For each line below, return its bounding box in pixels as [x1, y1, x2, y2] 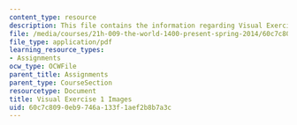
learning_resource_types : [9, 46, 104, 55]
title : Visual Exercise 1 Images [9, 94, 133, 104]
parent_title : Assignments [9, 70, 109, 79]
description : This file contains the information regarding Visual [9, 21, 263, 30]
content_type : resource [9, 12, 97, 22]
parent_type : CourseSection [9, 78, 113, 87]
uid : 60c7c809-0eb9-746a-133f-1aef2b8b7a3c [9, 103, 172, 112]
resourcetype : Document [9, 86, 97, 95]
